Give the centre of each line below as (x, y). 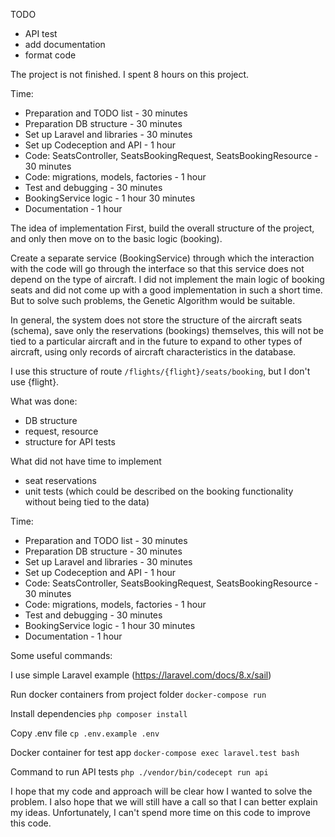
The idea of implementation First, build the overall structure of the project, (162, 228)
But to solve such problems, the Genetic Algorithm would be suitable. (153, 300)
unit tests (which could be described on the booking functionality (159, 491)
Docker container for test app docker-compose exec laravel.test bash (155, 752)
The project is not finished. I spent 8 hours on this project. (130, 74)
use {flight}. (35, 382)
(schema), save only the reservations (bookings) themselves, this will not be (167, 330)
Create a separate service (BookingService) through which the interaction (162, 258)
